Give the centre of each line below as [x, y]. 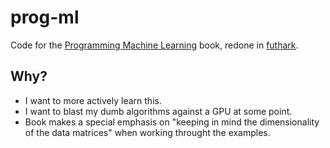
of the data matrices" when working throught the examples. [147, 132]
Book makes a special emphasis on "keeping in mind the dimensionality [172, 122]
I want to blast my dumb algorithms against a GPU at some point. [158, 111]
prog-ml [45, 17]
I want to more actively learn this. [93, 100]
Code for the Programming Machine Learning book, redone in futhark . [154, 45]
